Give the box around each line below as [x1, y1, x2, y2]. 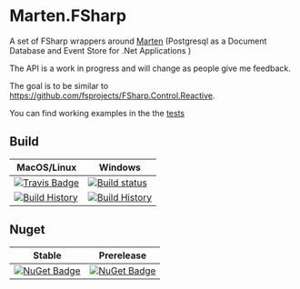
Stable [33, 249, 62, 262]
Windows [98, 161, 141, 174]
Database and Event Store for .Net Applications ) [9, 45, 192, 55]
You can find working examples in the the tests [9, 107, 185, 118]
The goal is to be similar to [9, 80, 109, 91]
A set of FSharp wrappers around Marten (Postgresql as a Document [9, 35, 267, 46]
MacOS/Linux [16, 161, 77, 174]
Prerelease [98, 249, 147, 262]
